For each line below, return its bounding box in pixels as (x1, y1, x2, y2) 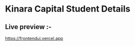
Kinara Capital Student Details (5, 3, 131, 15)
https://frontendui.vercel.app (5, 35, 63, 41)
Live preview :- (5, 23, 52, 31)
